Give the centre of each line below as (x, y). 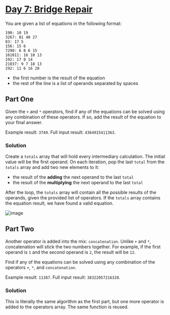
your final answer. (24, 122)
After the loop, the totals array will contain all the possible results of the (81, 192)
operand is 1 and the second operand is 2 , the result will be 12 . (71, 252)
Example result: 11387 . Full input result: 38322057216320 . (63, 277)
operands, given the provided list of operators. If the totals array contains (83, 198)
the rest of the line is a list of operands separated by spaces (75, 83)
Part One (20, 99)
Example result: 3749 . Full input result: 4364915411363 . (60, 132)
